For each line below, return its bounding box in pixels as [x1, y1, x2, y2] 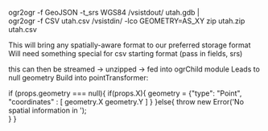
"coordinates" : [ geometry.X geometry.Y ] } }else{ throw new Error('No [8, 97, 244, 106]
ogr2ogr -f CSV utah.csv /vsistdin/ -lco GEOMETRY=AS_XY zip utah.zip [8, 16, 245, 26]
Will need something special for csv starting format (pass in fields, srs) [8, 49, 243, 58]
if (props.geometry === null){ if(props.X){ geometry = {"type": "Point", [8, 88, 242, 98]
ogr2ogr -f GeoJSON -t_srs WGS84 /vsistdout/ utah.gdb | [8, 8, 200, 17]
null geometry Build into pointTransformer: [8, 73, 149, 82]
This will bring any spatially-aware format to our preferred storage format [8, 40, 251, 50]
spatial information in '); [8, 105, 87, 115]
